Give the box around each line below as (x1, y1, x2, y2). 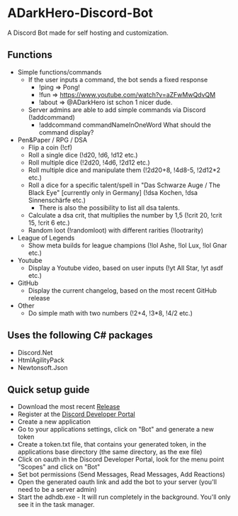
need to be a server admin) (17, 486, 97, 494)
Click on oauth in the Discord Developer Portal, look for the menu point (17, 455, 225, 464)
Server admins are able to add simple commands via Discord (28, 105, 206, 114)
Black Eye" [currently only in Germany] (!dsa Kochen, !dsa (28, 188, 198, 196)
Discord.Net (17, 348, 53, 357)
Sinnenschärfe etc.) (28, 196, 86, 204)
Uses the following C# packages (7, 330, 154, 342)
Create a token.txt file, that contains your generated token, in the (17, 440, 207, 449)
